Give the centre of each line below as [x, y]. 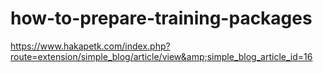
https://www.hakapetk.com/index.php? [90, 46]
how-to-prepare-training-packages [161, 18]
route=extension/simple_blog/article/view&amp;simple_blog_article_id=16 [161, 56]
